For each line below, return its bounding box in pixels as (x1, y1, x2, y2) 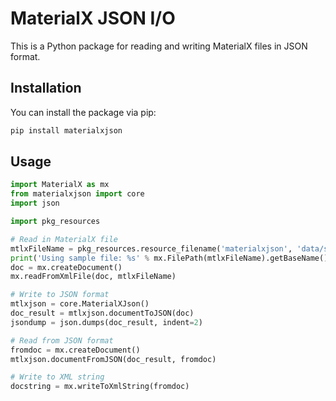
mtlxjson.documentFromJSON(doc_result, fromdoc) (10, 354, 217, 364)
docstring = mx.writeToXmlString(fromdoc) (10, 382, 190, 392)
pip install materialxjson (10, 125, 123, 136)
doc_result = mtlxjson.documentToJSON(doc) (10, 308, 195, 319)
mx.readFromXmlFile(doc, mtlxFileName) (10, 272, 177, 282)
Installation (10, 80, 82, 97)
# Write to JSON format (10, 290, 110, 300)
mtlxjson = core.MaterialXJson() (10, 299, 150, 309)
